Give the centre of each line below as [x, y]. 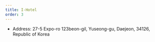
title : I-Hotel [21, 10]
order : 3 [14, 14]
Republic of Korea [31, 34]
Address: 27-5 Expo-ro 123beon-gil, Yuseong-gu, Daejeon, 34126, [81, 28]
